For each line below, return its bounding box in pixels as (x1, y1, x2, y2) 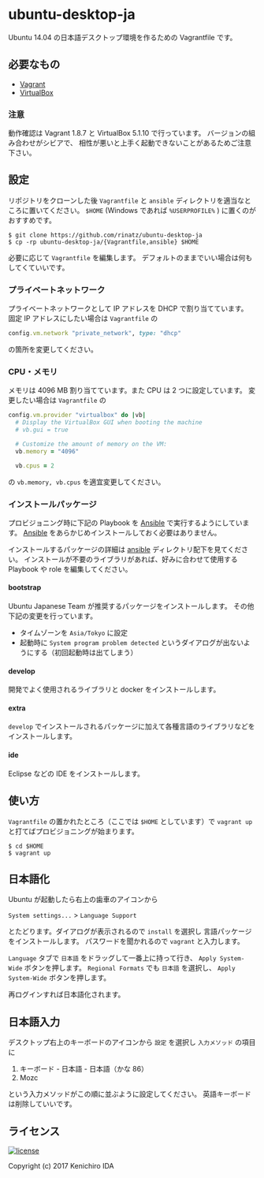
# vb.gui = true (15, 426, 69, 434)
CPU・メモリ (8, 366, 58, 377)
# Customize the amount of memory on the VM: (15, 440, 168, 448)
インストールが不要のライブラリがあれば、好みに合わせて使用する (23, 554, 238, 564)
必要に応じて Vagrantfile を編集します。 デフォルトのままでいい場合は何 (8, 252, 246, 262)
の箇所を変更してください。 (8, 345, 99, 354)
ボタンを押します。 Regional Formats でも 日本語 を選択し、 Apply (24, 964, 236, 973)
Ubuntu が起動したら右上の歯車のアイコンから (8, 895, 158, 904)
